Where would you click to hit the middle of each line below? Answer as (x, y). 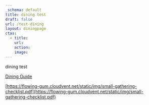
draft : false (19, 19)
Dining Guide (19, 76)
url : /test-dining (24, 24)
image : (21, 52)
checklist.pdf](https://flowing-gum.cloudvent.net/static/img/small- (74, 91)
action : (22, 47)
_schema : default (23, 10)
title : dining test (26, 15)
